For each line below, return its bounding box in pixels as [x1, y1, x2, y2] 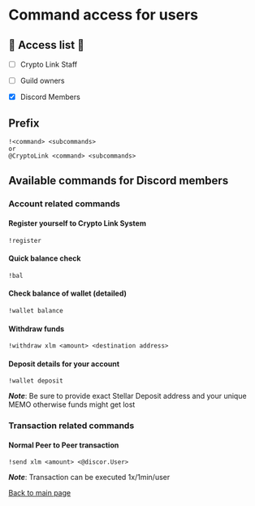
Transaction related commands [8, 420, 135, 431]
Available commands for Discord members [8, 174, 229, 188]
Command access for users [8, 6, 199, 24]
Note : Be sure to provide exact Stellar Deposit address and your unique [8, 391, 247, 401]
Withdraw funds [8, 323, 65, 334]
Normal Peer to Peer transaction [8, 440, 119, 450]
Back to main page [8, 488, 71, 498]
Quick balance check [8, 253, 81, 263]
